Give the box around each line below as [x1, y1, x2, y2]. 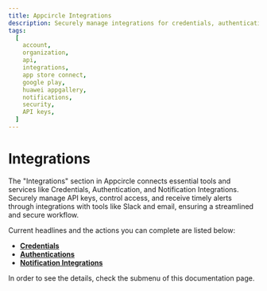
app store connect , [22, 71, 87, 79]
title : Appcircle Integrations [8, 11, 112, 20]
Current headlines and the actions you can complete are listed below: [8, 225, 236, 235]
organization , [22, 49, 69, 57]
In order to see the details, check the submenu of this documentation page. [8, 273, 255, 283]
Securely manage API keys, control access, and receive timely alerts [8, 193, 232, 203]
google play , [22, 78, 66, 86]
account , [22, 41, 52, 49]
